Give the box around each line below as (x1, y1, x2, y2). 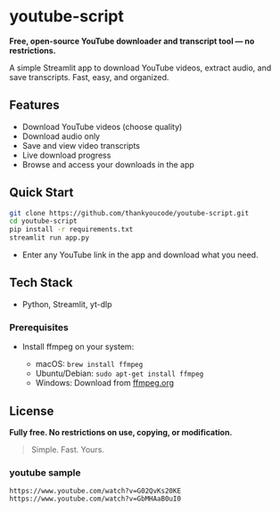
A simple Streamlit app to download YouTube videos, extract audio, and (9, 62, 272, 73)
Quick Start (9, 185, 74, 200)
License (9, 403, 54, 419)
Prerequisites (9, 321, 69, 333)
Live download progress (21, 150, 111, 160)
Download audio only (21, 131, 101, 142)
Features (9, 98, 60, 113)
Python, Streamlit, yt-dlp (21, 298, 113, 309)
